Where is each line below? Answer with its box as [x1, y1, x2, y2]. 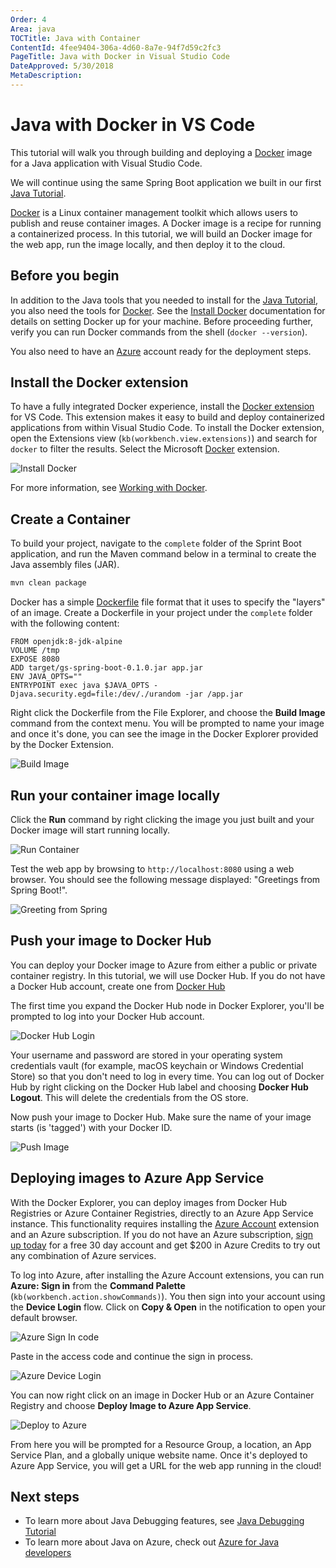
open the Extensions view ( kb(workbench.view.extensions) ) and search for [10, 432, 318, 445]
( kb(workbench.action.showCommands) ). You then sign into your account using [10, 1290, 326, 1302]
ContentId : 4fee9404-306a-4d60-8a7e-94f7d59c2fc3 [10, 42, 222, 53]
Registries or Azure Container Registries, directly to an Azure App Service [10, 1207, 314, 1219]
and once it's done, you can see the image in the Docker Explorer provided [10, 728, 319, 740]
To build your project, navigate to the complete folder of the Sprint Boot [10, 537, 302, 550]
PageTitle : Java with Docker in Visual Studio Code [10, 52, 230, 62]
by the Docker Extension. [10, 739, 114, 751]
